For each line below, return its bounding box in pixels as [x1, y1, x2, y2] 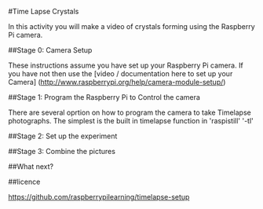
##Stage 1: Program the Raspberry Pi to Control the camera [8, 93, 200, 101]
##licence [8, 177, 41, 186]
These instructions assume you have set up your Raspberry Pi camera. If [8, 60, 243, 70]
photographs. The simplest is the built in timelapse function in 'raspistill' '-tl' [8, 116, 254, 125]
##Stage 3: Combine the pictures [8, 147, 116, 156]
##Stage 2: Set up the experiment [8, 131, 118, 141]
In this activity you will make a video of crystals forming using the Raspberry [8, 22, 255, 31]
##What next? [8, 162, 53, 171]
